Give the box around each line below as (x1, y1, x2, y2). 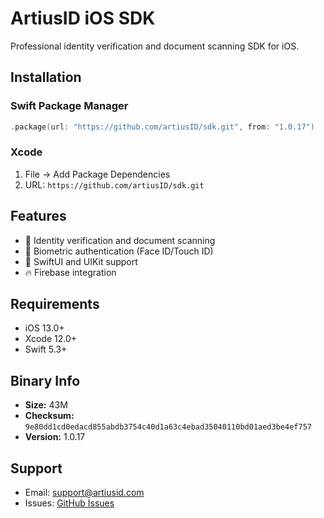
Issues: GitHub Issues (24, 497, 115, 509)
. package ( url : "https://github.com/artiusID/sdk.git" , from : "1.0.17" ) (10, 122, 315, 132)
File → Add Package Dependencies (24, 168, 171, 180)
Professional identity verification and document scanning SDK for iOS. (10, 40, 300, 52)
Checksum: (24, 410, 75, 422)
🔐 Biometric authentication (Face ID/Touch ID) (24, 245, 214, 257)
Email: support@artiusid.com (24, 487, 145, 499)
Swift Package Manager (10, 99, 129, 113)
